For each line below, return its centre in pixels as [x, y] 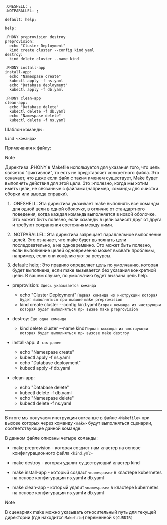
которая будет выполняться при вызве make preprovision [79, 309]
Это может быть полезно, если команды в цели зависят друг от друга [87, 219]
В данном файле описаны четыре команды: [51, 438]
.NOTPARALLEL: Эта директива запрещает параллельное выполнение [87, 234]
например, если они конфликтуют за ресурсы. [62, 256]
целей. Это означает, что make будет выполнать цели [69, 240]
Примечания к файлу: [28, 148]
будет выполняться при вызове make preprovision [71, 300]
